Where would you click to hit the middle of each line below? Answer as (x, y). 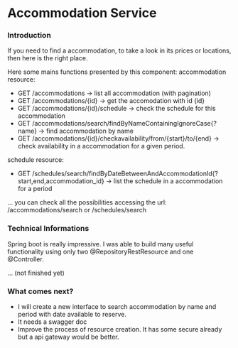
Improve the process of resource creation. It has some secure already (120, 330)
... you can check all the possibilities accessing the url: (87, 202)
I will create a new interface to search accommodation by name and (117, 307)
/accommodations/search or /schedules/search (77, 210)
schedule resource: (36, 160)
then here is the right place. (48, 58)
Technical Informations (48, 229)
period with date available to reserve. (72, 315)
